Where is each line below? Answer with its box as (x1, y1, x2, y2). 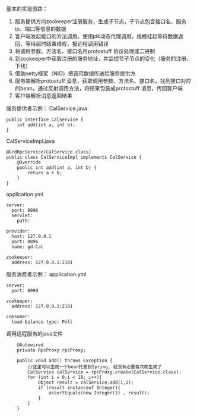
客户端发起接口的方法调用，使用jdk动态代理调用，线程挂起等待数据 (14, 33, 179, 40)
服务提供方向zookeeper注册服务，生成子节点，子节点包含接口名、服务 (14, 18, 187, 25)
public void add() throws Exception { (17, 358, 113, 363)
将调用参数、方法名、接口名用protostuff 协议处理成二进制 (14, 48, 155, 55)
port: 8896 (11, 239, 39, 244)
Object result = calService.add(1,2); (37, 380, 134, 385)
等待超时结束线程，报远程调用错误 (25, 40, 109, 47)
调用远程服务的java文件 (6, 330, 63, 337)
